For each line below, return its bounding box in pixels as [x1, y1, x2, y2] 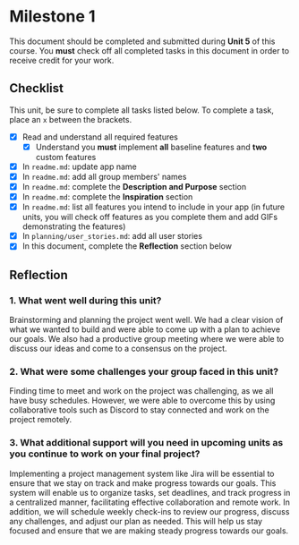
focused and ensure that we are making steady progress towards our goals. [9, 525, 289, 536]
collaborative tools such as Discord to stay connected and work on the [9, 404, 270, 415]
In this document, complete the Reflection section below [21, 241, 233, 251]
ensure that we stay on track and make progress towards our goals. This [9, 477, 277, 489]
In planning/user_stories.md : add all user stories [21, 231, 203, 242]
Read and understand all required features [21, 132, 179, 142]
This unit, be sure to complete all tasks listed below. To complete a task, [9, 105, 275, 115]
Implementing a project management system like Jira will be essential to [9, 468, 275, 479]
